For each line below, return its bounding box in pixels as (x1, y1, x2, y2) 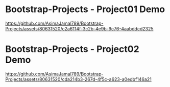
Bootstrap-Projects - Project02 (5, 43, 139, 55)
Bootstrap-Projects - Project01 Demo (5, 4, 165, 15)
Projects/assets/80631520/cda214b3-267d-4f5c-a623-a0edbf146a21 (5, 76, 152, 82)
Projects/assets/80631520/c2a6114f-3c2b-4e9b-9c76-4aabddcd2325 (5, 25, 154, 31)
